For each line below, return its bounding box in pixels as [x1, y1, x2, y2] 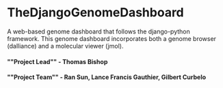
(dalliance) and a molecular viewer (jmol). [7, 42, 124, 50]
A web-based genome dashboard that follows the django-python [7, 27, 190, 35]
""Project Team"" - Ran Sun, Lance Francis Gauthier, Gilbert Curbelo [7, 73, 207, 81]
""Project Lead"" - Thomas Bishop [7, 57, 108, 65]
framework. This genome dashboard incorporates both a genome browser [7, 34, 217, 42]
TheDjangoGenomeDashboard [7, 5, 184, 20]
